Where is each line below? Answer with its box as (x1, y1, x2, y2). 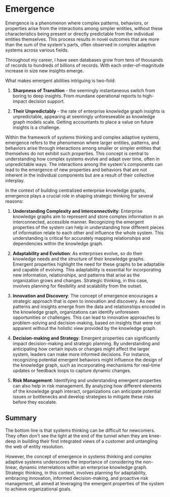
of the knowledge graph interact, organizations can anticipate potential (12, 388, 161, 394)
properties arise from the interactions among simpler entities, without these (5, 25, 163, 31)
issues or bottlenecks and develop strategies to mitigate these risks (12, 393, 154, 400)
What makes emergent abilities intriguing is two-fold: (5, 77, 116, 84)
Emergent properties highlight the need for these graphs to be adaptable (12, 261, 165, 267)
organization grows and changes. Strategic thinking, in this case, (12, 277, 148, 283)
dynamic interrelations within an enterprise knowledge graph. (19, 464, 148, 470)
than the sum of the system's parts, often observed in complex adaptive (5, 41, 156, 47)
